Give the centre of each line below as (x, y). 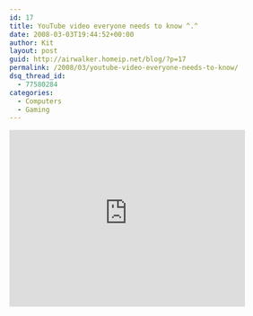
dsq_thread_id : (38, 76)
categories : (31, 92)
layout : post (34, 51)
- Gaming (34, 110)
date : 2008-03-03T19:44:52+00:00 (72, 34)
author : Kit (31, 43)
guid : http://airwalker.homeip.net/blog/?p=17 (98, 59)
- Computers (40, 101)
